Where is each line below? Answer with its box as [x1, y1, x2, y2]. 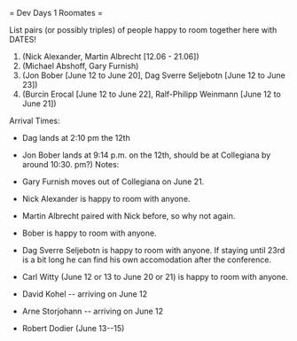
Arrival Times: [9, 115, 60, 126]
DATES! [9, 35, 37, 44]
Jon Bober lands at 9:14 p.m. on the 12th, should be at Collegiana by [21, 150, 271, 160]
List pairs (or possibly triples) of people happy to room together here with [9, 25, 277, 35]
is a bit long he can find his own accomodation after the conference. [21, 254, 272, 265]
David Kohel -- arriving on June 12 [21, 289, 148, 299]
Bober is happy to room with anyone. [21, 228, 157, 238]
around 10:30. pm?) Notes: [21, 159, 120, 169]
